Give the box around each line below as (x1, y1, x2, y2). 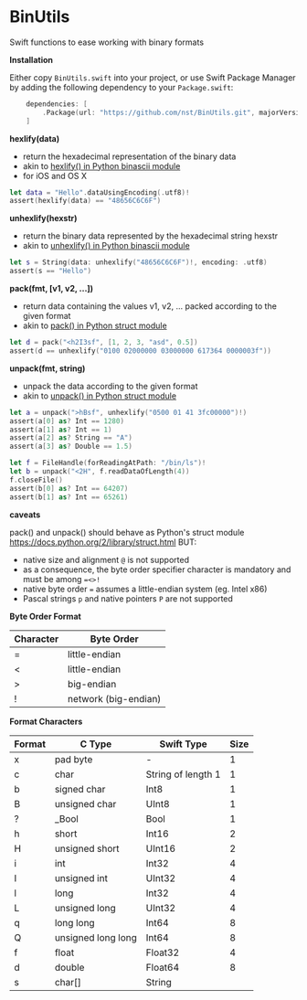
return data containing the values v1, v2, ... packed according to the (22, 301, 277, 312)
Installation (9, 54, 53, 65)
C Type (79, 738, 112, 750)
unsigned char (54, 797, 117, 810)
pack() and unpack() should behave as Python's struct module (9, 527, 245, 537)
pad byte (54, 752, 93, 765)
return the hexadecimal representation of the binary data (22, 151, 237, 162)
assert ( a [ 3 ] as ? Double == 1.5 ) (9, 441, 132, 452)
